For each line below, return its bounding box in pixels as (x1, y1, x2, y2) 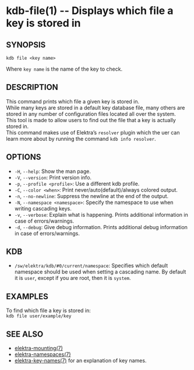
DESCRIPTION (6, 82, 58, 92)
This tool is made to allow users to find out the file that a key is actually (6, 116, 176, 123)
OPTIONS (6, 152, 41, 162)
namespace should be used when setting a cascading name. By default (14, 268, 186, 275)
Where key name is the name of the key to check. (6, 65, 123, 72)
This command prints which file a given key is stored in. (6, 98, 140, 105)
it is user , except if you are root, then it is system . (14, 275, 131, 282)
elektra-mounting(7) (14, 345, 63, 352)
